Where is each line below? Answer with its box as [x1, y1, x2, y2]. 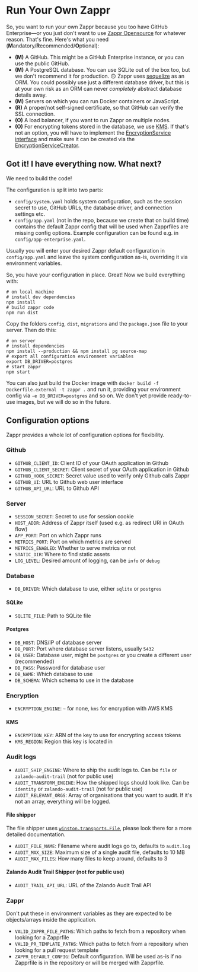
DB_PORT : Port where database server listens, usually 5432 [14, 645, 154, 652]
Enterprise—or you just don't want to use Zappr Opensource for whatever [6, 29, 186, 36]
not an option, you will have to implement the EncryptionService [14, 129, 171, 136]
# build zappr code [6, 304, 55, 310]
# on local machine [6, 289, 55, 295]
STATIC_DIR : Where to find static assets [14, 551, 110, 558]
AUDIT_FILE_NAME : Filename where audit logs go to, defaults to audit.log [14, 842, 191, 849]
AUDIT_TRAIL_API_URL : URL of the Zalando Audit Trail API [14, 882, 152, 889]
